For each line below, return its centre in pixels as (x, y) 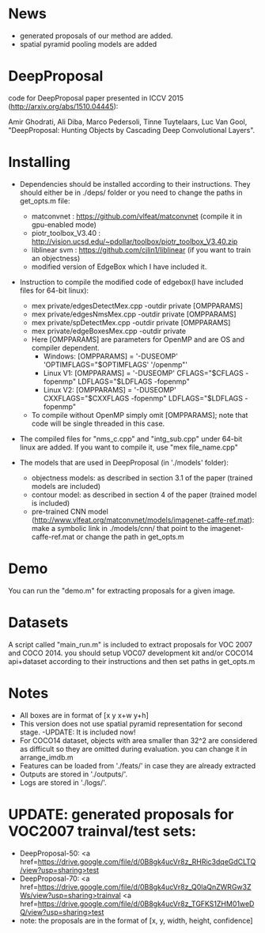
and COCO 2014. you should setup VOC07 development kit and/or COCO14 (131, 653)
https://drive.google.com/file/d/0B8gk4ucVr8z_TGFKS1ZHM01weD (146, 904)
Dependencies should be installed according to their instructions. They (135, 184)
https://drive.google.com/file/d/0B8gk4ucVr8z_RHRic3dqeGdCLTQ (147, 861)
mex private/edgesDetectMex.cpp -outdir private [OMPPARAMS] (137, 305)
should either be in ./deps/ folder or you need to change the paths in (131, 192)
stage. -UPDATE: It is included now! (78, 732)
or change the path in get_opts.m (130, 537)
